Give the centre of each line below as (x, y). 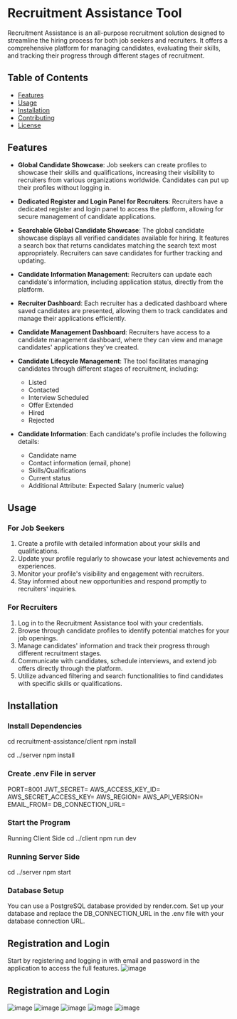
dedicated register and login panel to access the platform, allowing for (121, 208)
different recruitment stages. (59, 653)
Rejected (41, 420)
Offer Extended (51, 405)
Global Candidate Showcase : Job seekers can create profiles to (112, 164)
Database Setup (36, 891)
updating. (32, 260)
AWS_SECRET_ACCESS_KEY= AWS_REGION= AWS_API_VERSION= (106, 797)
